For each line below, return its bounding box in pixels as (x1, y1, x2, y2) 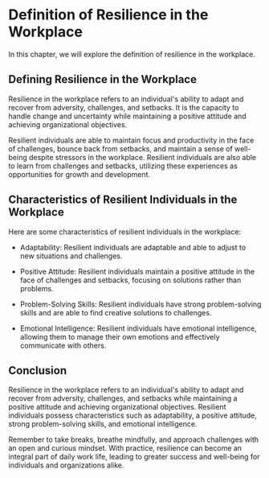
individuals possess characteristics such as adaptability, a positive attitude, (8, 410, 257, 420)
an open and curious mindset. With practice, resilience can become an (8, 443, 243, 453)
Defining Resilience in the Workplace (8, 72, 197, 86)
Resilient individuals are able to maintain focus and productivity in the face (8, 135, 255, 145)
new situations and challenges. (19, 251, 123, 261)
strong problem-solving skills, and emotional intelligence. (8, 419, 198, 429)
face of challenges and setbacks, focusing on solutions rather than (19, 275, 242, 285)
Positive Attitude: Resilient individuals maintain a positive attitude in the (19, 266, 255, 276)
